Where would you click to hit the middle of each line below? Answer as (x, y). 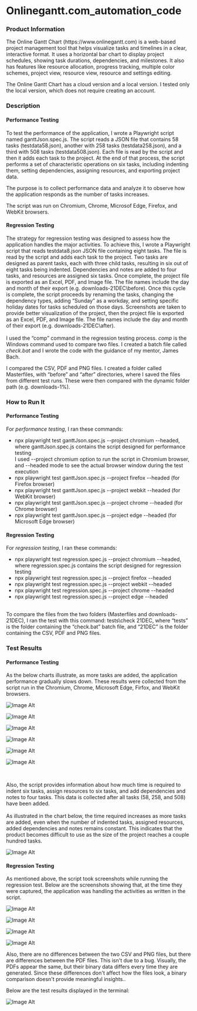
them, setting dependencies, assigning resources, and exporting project (93, 170)
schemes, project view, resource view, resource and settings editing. (89, 73)
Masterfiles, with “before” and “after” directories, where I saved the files (93, 374)
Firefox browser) (35, 484)
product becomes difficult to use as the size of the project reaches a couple (98, 835)
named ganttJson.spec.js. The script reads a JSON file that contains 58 (92, 139)
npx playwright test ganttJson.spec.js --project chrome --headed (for (98, 502)
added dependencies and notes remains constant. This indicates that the (94, 829)
